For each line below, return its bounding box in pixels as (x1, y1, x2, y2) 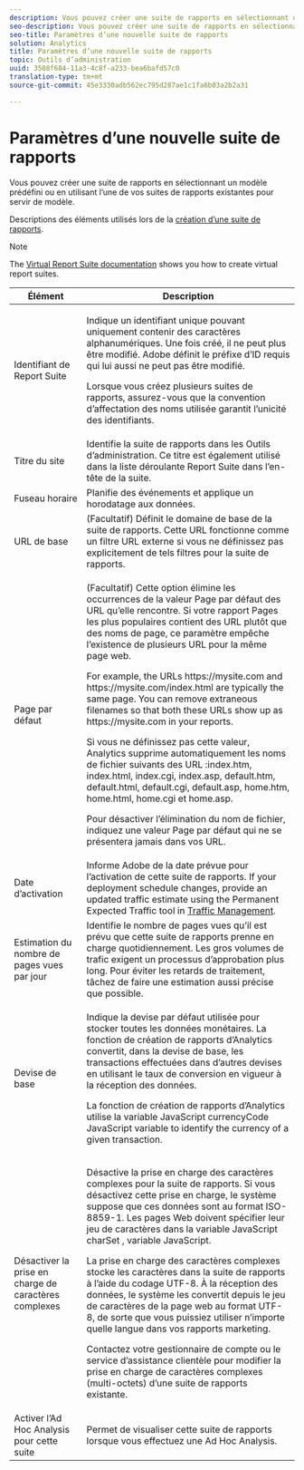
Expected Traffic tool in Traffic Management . (86, 904, 276, 916)
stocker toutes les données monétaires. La (86, 1021, 267, 1034)
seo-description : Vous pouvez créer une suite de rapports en (9, 22, 249, 31)
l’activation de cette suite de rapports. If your (86, 870, 277, 883)
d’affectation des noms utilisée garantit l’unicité (86, 402, 287, 415)
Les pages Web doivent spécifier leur (126, 1211, 285, 1223)
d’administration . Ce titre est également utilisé (86, 449, 280, 461)
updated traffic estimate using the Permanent (86, 893, 280, 905)
